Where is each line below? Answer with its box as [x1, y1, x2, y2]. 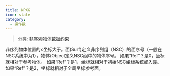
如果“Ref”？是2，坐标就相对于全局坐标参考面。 [5, 65, 104, 71]
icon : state [5, 12, 30, 17]
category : [5, 17, 26, 22]
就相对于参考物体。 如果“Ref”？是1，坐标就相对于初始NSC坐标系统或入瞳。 [5, 59, 162, 65]
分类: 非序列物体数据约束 [17, 36, 69, 42]
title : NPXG [5, 7, 30, 13]
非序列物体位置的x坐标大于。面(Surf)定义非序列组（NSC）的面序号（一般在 [5, 46, 162, 53]
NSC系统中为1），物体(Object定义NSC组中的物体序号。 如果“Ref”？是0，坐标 [5, 53, 165, 59]
